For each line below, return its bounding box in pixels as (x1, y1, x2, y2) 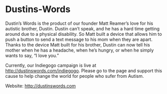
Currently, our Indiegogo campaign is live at (5, 62, 97, 68)
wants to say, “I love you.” (5, 52, 59, 59)
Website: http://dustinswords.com (5, 82, 76, 89)
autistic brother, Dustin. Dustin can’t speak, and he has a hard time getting (5, 25, 160, 31)
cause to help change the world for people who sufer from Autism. (5, 73, 144, 79)
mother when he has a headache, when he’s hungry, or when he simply (5, 47, 154, 53)
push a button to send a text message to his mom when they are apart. (5, 36, 153, 42)
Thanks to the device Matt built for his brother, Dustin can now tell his (5, 41, 150, 48)
